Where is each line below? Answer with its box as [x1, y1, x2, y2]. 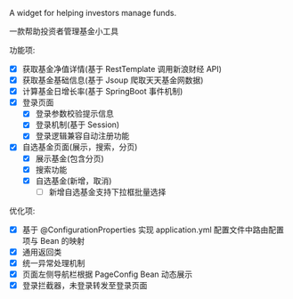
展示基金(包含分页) [35, 153, 104, 164]
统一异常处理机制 [21, 257, 85, 268]
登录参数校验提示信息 [35, 109, 114, 119]
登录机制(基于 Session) [35, 119, 120, 130]
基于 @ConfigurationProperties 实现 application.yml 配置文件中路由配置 [21, 224, 285, 235]
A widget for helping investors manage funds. [9, 8, 176, 18]
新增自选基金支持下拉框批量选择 [48, 186, 167, 197]
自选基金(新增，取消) [35, 175, 112, 186]
